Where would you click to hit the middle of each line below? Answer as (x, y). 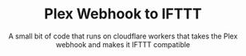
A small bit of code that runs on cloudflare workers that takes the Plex (123, 36)
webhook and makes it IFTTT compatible (123, 44)
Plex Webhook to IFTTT (123, 14)
